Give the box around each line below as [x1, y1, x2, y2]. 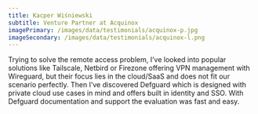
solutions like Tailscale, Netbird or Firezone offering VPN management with [8, 64, 251, 73]
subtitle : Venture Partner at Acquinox [8, 19, 139, 27]
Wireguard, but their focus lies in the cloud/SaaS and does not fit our [8, 72, 230, 81]
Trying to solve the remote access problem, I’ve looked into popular [8, 55, 227, 64]
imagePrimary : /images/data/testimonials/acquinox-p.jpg [8, 26, 198, 34]
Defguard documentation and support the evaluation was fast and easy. [8, 97, 240, 106]
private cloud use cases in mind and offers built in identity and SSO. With [8, 88, 244, 98]
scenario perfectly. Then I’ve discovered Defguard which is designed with [8, 80, 247, 90]
